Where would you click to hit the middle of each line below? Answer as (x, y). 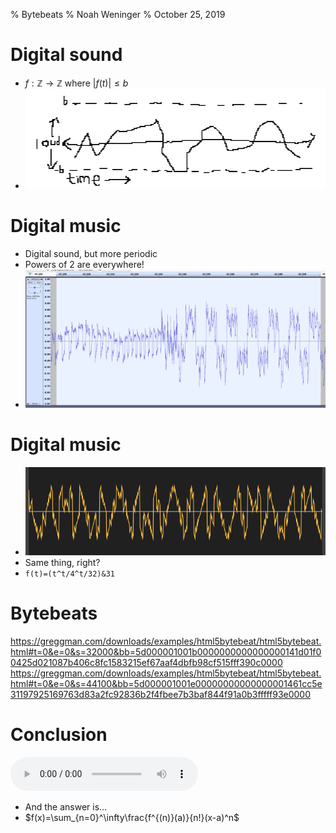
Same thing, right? (62, 562)
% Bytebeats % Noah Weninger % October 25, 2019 (118, 14)
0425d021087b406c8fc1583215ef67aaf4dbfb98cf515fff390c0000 (146, 662)
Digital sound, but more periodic (91, 253)
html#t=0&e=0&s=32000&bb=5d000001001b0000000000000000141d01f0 (166, 651)
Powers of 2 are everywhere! (84, 264)
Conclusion (59, 734)
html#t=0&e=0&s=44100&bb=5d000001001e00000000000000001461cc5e (166, 683)
